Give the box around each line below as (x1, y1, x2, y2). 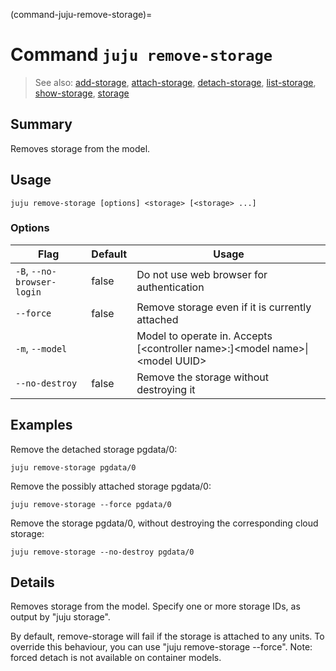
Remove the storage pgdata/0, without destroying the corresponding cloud (10, 517, 319, 529)
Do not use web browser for (136, 267, 268, 281)
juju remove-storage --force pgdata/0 (10, 499, 172, 509)
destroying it (136, 382, 196, 396)
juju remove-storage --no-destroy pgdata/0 (10, 547, 195, 557)
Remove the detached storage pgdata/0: (10, 443, 178, 455)
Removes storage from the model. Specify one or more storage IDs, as (10, 600, 301, 613)
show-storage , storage (34, 87, 130, 99)
